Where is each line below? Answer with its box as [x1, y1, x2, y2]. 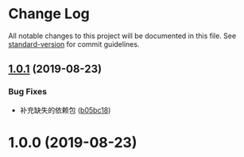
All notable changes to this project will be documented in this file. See [8, 31, 237, 40]
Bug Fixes [8, 86, 48, 98]
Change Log [8, 5, 90, 23]
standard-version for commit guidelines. [8, 39, 140, 48]
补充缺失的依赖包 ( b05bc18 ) [19, 105, 111, 115]
